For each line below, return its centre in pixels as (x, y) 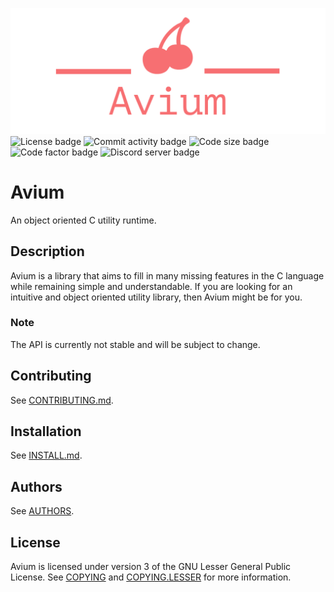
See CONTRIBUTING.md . (62, 400)
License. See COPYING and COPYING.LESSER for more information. (151, 577)
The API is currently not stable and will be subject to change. (135, 344)
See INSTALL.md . (46, 455)
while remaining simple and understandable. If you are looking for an (151, 286)
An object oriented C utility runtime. (83, 220)
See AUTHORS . (42, 511)
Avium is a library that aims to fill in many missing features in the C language (167, 275)
